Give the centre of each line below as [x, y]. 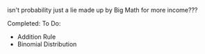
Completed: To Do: [34, 23]
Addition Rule [36, 37]
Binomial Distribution [47, 44]
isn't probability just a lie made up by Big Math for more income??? [102, 10]
